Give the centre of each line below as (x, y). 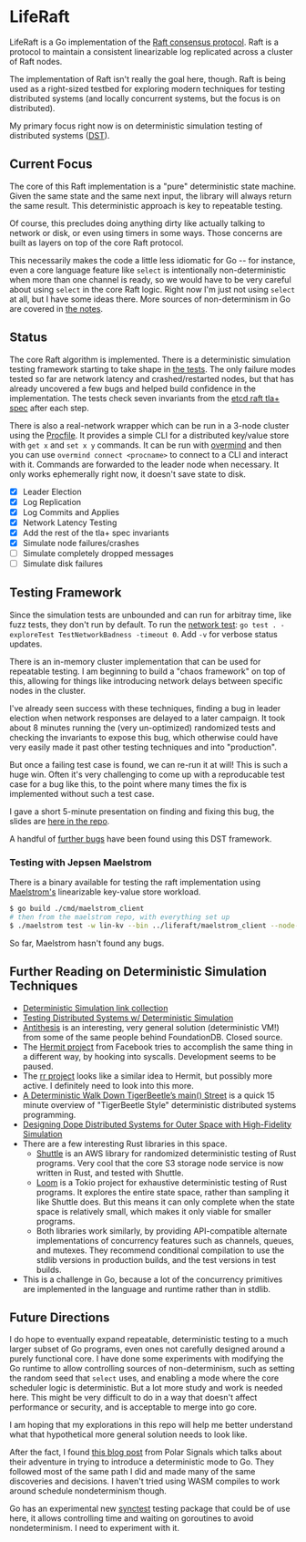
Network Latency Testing (70, 523)
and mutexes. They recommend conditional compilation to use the (160, 1250)
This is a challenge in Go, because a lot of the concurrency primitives (153, 1279)
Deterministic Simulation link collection (95, 1008)
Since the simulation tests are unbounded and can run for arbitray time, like (151, 615)
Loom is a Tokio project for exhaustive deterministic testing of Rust (162, 1182)
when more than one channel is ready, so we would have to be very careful (150, 279)
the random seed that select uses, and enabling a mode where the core (144, 1378)
